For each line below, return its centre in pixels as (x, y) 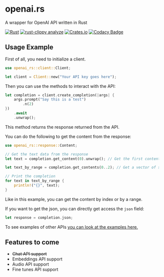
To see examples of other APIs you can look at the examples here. (72, 227)
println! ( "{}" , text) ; (37, 185)
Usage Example (29, 47)
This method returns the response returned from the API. (62, 127)
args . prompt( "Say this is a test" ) (50, 99)
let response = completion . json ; (39, 218)
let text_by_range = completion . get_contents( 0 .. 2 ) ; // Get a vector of (81, 168)
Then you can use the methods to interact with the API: (61, 86)
